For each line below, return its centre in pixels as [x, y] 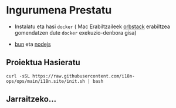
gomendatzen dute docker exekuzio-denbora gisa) [75, 32]
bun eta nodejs [33, 44]
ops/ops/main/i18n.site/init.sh [45, 81]
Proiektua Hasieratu [43, 63]
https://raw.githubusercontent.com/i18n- [83, 76]
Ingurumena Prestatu [59, 10]
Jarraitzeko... [31, 99]
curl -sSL [18, 76]
